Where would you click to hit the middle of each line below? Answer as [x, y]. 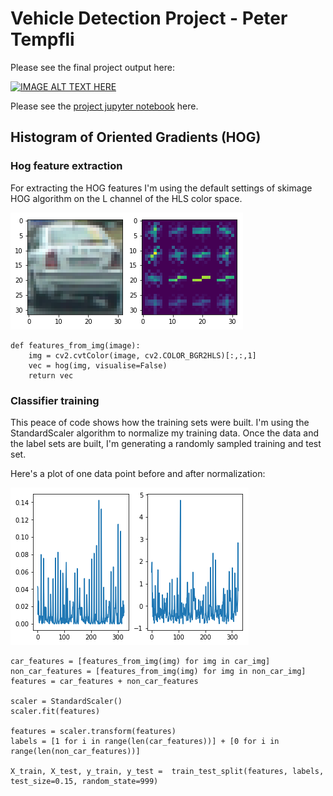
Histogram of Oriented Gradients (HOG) [136, 137]
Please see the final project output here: [92, 67]
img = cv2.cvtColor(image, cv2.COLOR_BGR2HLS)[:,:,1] [142, 355]
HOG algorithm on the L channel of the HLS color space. [126, 198]
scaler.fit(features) [55, 711]
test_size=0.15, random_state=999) [84, 781]
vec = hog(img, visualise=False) [98, 365]
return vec [51, 375]
